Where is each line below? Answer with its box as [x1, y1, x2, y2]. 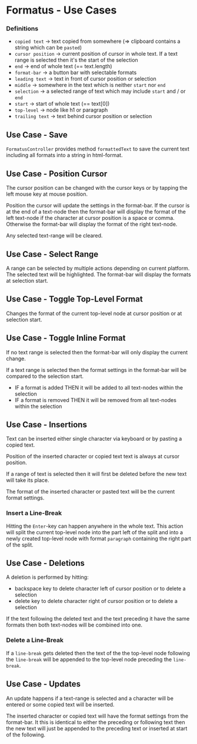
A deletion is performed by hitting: [6, 574, 89, 581]
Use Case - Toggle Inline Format [6, 333, 126, 343]
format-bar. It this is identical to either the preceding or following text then [6, 718, 185, 726]
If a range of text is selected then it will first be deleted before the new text [6, 471, 187, 478]
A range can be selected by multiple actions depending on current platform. [6, 264, 190, 272]
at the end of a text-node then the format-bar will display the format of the [6, 208, 186, 215]
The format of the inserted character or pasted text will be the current [6, 488, 175, 495]
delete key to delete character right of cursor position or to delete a [14, 598, 178, 605]
